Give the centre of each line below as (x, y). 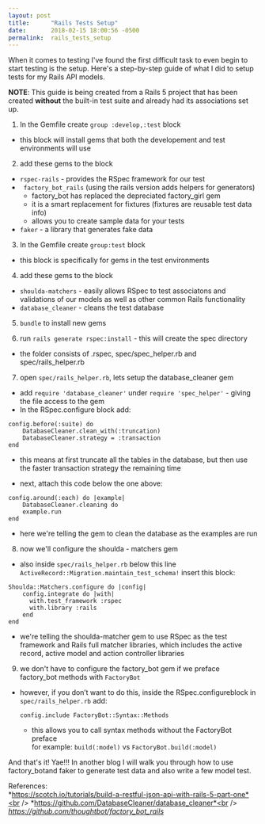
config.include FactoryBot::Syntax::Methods (94, 715)
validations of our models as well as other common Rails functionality (132, 299)
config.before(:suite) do (51, 425)
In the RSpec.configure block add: (75, 410)
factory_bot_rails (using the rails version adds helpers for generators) (139, 188)
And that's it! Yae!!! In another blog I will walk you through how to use (121, 762)
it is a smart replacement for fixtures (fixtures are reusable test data (142, 204)
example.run (42, 512)
